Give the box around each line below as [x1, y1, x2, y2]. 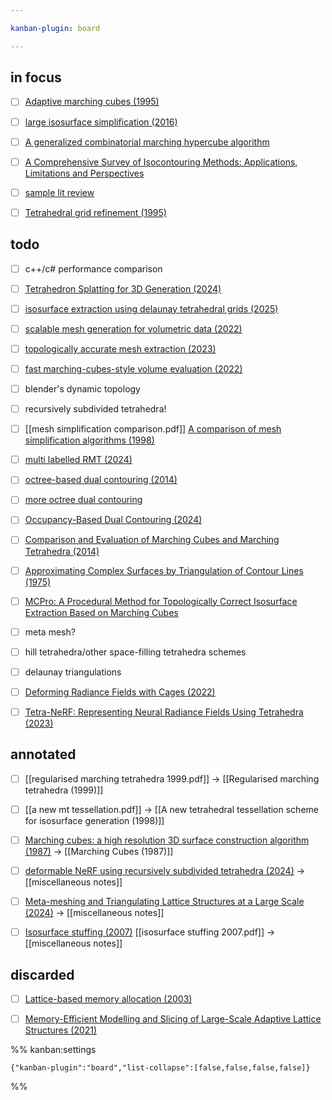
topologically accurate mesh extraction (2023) [24, 342, 217, 355]
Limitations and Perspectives [24, 167, 145, 179]
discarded [10, 966, 75, 983]
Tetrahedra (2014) [24, 545, 100, 557]
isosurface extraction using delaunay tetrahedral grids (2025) [24, 302, 279, 315]
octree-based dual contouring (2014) [24, 474, 178, 486]
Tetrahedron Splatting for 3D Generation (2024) [24, 282, 222, 295]
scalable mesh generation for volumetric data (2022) [24, 322, 243, 335]
